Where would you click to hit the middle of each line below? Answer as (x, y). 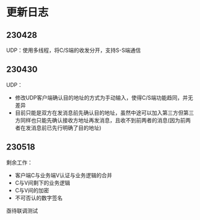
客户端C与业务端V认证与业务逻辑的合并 (63, 175)
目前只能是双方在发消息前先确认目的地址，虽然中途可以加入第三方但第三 (104, 113)
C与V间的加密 (32, 190)
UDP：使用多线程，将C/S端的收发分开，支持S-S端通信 (74, 50)
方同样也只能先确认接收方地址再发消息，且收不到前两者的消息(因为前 (100, 120)
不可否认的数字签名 (39, 198)
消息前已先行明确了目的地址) (66, 128)
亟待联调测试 (22, 210)
